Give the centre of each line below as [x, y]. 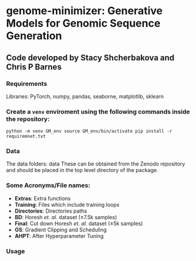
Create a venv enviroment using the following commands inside [98, 111]
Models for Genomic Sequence [83, 23]
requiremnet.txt [26, 137]
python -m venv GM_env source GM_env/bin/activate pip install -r [89, 131]
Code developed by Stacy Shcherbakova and [90, 57]
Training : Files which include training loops [67, 204]
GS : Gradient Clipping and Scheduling [61, 229]
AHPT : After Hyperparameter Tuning [59, 236]
